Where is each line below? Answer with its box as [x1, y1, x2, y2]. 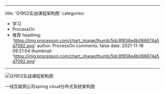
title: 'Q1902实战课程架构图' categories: [5, 10, 85, 16]
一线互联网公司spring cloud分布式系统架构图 [5, 84, 95, 89]
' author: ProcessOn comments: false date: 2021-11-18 [34, 43, 144, 48]
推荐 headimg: [12, 32, 42, 38]
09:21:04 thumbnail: [12, 48, 53, 54]
